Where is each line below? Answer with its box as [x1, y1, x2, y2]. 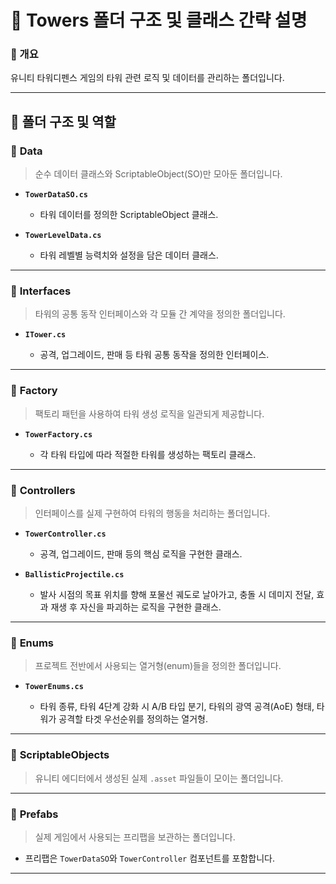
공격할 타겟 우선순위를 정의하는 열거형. [58, 713, 209, 725]
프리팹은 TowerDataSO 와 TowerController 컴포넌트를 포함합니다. [24, 852, 275, 864]
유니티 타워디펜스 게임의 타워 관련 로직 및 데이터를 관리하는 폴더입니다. [10, 72, 285, 84]
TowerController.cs [24, 529, 107, 540]
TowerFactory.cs [24, 429, 93, 440]
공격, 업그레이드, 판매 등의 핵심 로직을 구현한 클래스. [39, 548, 243, 560]
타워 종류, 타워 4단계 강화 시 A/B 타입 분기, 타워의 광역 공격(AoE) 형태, [39, 701, 315, 713]
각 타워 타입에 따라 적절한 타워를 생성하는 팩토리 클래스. [39, 448, 257, 460]
